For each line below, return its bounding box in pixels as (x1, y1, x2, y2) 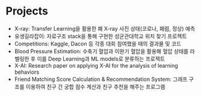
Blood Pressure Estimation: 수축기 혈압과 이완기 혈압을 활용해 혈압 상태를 (14, 47, 189, 55)
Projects (5, 4, 49, 18)
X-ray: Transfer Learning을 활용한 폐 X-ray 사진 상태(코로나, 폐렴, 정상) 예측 (14, 25, 196, 32)
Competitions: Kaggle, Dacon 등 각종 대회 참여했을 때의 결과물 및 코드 (14, 40, 182, 47)
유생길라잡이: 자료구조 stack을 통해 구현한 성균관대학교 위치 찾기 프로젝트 (14, 32, 187, 40)
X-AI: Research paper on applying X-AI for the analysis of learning (14, 62, 178, 69)
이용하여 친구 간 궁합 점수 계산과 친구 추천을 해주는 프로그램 (25, 83, 165, 90)
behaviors (14, 68, 40, 75)
